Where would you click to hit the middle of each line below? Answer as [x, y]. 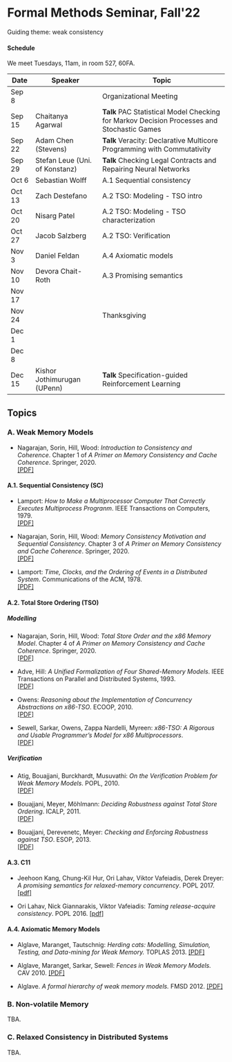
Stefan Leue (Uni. [64, 161]
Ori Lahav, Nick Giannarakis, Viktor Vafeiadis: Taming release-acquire [116, 906]
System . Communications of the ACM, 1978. [80, 579]
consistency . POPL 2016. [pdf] [60, 913]
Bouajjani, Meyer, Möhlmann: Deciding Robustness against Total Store [117, 804]
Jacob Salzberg [61, 236]
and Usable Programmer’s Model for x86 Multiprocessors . [100, 735]
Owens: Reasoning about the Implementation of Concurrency [105, 699]
